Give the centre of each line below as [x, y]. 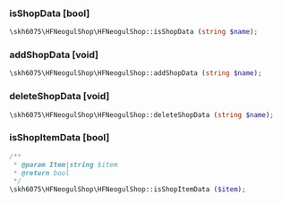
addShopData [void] [54, 55]
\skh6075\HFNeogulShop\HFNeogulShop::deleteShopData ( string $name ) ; [142, 114]
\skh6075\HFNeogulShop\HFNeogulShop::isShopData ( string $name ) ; [133, 32]
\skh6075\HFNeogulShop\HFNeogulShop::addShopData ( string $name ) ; [136, 73]
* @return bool [41, 173]
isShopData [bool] [50, 13]
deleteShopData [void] [60, 97]
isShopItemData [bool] [60, 138]
